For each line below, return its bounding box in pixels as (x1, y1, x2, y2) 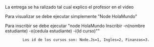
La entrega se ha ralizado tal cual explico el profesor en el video (5, 4, 134, 10)
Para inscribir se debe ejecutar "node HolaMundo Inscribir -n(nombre (5, 23, 145, 29)
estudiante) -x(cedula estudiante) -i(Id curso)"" (5, 28, 100, 33)
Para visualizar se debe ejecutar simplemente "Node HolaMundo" (5, 14, 137, 19)
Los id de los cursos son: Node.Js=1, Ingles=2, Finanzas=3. (22, 37, 150, 42)
